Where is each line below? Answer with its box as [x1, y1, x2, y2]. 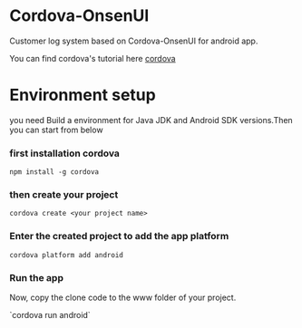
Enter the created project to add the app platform [9, 230, 229, 243]
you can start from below [9, 124, 103, 135]
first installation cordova [9, 147, 121, 159]
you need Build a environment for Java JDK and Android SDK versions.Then [9, 114, 293, 125]
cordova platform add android [9, 250, 124, 259]
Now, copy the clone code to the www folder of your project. [9, 292, 237, 304]
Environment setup [9, 85, 156, 105]
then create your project [9, 188, 119, 201]
